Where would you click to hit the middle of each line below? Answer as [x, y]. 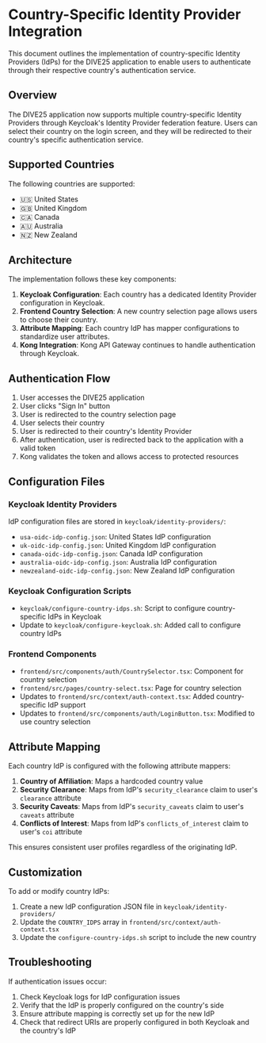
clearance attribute [50, 798]
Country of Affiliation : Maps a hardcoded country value [111, 781]
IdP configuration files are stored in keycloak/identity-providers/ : [117, 521]
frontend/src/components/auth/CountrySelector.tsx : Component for [131, 671]
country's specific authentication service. [76, 140]
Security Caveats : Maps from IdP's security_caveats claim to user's [131, 807]
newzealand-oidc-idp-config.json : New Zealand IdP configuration [127, 570]
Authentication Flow [59, 378]
